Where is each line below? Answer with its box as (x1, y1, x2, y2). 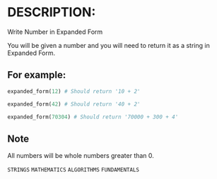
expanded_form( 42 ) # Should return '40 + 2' (7, 100, 141, 108)
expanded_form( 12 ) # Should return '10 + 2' (7, 87, 141, 95)
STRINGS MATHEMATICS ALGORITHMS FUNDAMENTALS (7, 166, 140, 173)
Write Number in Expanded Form (7, 27, 103, 36)
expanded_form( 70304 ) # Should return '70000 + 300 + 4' (7, 113, 179, 121)
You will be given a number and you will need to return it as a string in (7, 41, 210, 49)
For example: (7, 69, 66, 81)
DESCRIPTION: (7, 4, 96, 20)
